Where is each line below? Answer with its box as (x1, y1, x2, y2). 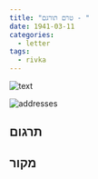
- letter (17, 38, 51, 48)
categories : (9, 30, 54, 39)
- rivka (17, 55, 47, 65)
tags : (9, 47, 30, 56)
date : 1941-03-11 (9, 22, 75, 31)
